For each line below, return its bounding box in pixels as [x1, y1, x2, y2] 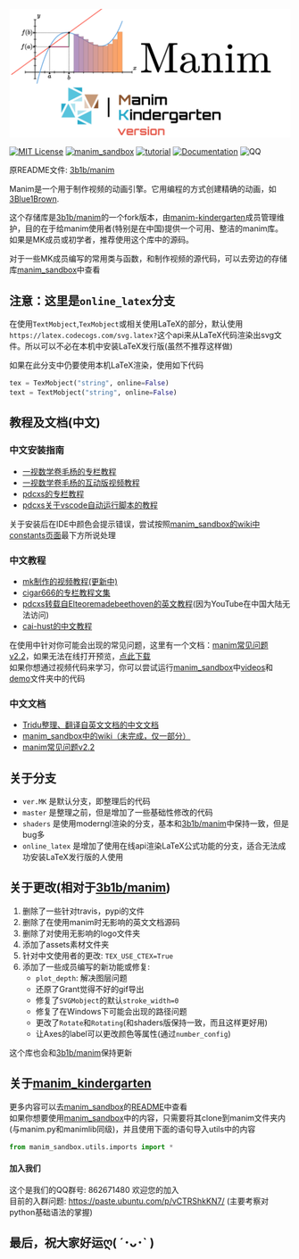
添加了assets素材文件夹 [21, 939, 110, 949]
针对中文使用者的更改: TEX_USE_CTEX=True [21, 950, 174, 961]
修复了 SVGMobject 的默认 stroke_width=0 [35, 995, 179, 1006]
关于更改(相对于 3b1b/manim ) [9, 880, 171, 896]
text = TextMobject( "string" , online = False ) [9, 388, 178, 397]
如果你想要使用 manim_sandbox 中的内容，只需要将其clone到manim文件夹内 [9, 1112, 287, 1123]
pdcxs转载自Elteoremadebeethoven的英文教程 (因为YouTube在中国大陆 [21, 598, 283, 609]
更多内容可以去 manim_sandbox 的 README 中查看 [9, 1101, 188, 1112]
